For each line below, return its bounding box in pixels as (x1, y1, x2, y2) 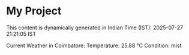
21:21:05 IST (6, 30, 37, 37)
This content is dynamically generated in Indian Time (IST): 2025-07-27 (6, 24, 184, 31)
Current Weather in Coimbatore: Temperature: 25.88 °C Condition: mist (6, 42, 182, 49)
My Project (6, 4, 62, 18)
